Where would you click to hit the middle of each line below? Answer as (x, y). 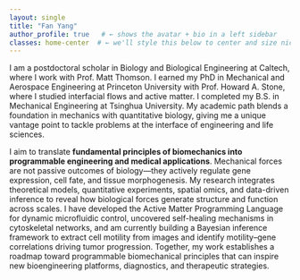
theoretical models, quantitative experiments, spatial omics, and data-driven (149, 190)
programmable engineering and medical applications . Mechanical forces (146, 161)
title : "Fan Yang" (43, 26)
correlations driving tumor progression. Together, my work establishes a (142, 247)
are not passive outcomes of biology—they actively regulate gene (130, 171)
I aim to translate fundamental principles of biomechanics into (126, 152)
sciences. (27, 134)
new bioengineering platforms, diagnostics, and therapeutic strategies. (139, 266)
